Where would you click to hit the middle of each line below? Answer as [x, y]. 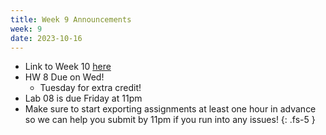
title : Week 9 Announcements [71, 19]
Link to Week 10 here [68, 67]
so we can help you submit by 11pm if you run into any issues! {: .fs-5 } [170, 120]
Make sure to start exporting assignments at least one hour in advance [170, 109]
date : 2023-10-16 [46, 38]
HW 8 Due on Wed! [64, 77]
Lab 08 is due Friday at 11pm [83, 98]
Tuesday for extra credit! [90, 88]
